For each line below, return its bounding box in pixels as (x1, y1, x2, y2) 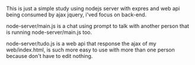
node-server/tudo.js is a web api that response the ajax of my (6, 40, 156, 47)
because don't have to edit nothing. (6, 53, 93, 59)
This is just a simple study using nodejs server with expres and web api (6, 5, 180, 12)
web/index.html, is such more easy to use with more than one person (6, 46, 175, 53)
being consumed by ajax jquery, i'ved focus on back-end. (6, 11, 147, 18)
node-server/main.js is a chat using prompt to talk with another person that (6, 23, 190, 29)
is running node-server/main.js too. (6, 29, 92, 36)
